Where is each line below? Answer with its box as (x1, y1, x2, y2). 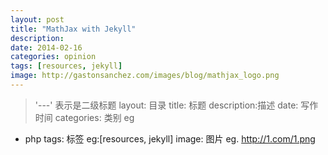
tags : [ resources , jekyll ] (10, 61, 123, 71)
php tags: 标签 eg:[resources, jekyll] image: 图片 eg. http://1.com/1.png (24, 132, 316, 145)
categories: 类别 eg (54, 111, 135, 123)
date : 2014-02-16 (10, 42, 83, 53)
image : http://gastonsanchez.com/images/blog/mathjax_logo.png (10, 71, 280, 81)
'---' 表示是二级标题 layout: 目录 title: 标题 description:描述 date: (34, 99, 299, 111)
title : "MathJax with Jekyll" (10, 24, 137, 34)
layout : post (10, 14, 65, 25)
